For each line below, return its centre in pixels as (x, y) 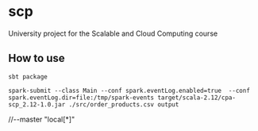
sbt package (28, 77)
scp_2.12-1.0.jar (37, 104)
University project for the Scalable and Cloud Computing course (113, 33)
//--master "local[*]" (42, 119)
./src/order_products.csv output (124, 104)
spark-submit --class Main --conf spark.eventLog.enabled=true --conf (129, 91)
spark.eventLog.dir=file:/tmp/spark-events (81, 98)
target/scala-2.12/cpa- (197, 98)
